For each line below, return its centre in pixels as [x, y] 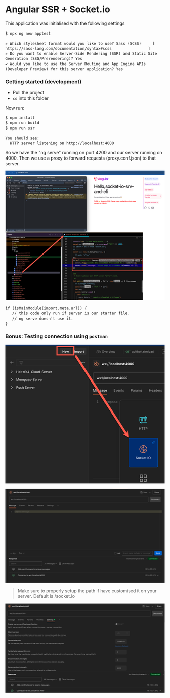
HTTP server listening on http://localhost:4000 [62, 143]
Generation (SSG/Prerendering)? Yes [44, 59]
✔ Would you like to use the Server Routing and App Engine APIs [75, 64]
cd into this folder [31, 98]
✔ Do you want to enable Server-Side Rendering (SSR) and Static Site [81, 54]
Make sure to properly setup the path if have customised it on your [87, 591]
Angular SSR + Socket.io [58, 9]
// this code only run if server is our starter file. [71, 313]
